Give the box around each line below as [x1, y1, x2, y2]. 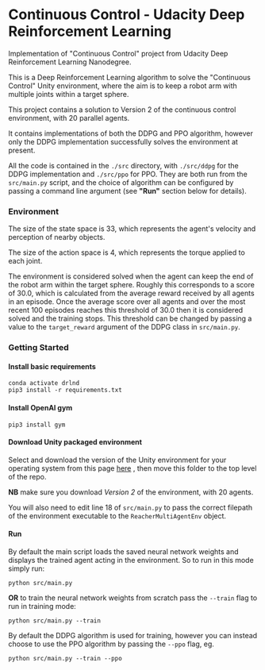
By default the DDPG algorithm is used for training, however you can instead [8, 630, 258, 640]
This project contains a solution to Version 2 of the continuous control [8, 105, 236, 114]
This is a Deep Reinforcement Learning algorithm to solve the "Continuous [8, 72, 252, 82]
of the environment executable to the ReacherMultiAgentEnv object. [8, 510, 227, 521]
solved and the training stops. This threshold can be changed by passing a [8, 314, 252, 323]
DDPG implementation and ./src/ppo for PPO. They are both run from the [8, 169, 248, 179]
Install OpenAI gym [8, 402, 73, 412]
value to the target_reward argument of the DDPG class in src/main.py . [8, 322, 240, 332]
